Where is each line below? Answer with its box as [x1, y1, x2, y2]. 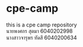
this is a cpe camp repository [6, 21, 77, 28]
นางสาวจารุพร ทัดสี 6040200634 [6, 34, 77, 41]
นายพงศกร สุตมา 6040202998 [6, 27, 73, 34]
